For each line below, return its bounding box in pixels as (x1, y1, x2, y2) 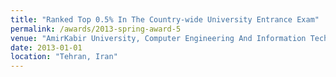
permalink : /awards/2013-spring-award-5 (10, 24, 182, 34)
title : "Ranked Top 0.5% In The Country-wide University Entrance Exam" (10, 14, 320, 25)
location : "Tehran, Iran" (10, 52, 118, 62)
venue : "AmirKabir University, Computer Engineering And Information (10, 33, 307, 43)
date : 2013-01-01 (10, 42, 83, 53)
